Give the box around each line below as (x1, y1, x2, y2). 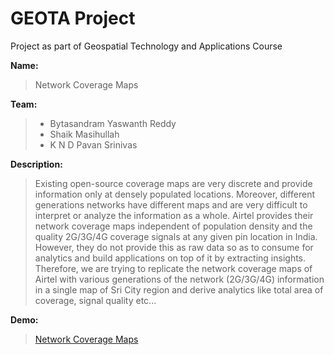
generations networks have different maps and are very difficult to (34, 198, 308, 211)
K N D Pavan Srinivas (49, 138, 138, 151)
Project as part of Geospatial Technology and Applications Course (10, 40, 283, 52)
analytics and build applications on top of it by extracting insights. (34, 252, 307, 264)
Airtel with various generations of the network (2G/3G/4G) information (34, 273, 325, 285)
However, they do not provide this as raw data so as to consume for (34, 241, 314, 253)
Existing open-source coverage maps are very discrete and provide (34, 177, 313, 189)
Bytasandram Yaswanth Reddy (49, 117, 177, 129)
